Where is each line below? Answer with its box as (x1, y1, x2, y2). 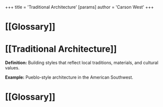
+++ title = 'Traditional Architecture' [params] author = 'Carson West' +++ (5, 4, 154, 10)
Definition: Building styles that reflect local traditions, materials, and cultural (5, 60, 159, 65)
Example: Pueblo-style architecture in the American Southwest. (5, 74, 133, 80)
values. (5, 65, 20, 71)
